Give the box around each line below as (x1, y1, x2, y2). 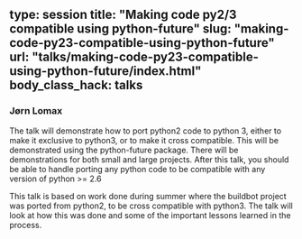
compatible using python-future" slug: (9, 22, 232, 37)
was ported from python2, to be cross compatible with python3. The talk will (9, 200, 293, 211)
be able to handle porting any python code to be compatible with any (9, 163, 266, 174)
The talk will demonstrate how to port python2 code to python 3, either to (9, 125, 282, 136)
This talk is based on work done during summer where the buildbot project (9, 190, 287, 201)
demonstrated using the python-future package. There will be (9, 144, 239, 155)
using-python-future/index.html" (9, 63, 202, 79)
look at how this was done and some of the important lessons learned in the (9, 209, 291, 220)
